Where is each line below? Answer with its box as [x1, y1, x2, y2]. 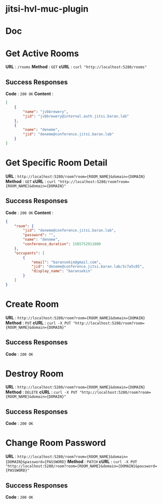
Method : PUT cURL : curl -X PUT [5, 319, 72, 326]
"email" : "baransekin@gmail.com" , [31, 260, 101, 265]
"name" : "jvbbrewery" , [23, 109, 69, 114]
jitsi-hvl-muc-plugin [5, 3, 89, 15]
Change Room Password [5, 437, 106, 449]
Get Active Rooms [5, 48, 79, 59]
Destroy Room [5, 368, 64, 379]
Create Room [5, 299, 59, 309]
